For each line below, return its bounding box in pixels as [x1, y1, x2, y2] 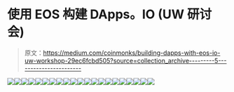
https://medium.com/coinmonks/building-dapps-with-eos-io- [43, 48, 221, 57]
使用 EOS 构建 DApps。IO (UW [7, 6, 184, 22]
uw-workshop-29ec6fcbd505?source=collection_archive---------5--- [24, 56, 227, 65]
